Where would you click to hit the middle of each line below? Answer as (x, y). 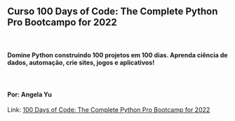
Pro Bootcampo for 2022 (62, 23)
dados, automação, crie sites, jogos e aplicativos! (81, 63)
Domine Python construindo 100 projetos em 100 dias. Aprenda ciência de (117, 55)
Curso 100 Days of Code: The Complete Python (113, 12)
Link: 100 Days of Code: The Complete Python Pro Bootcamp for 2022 (109, 110)
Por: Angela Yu (30, 94)
